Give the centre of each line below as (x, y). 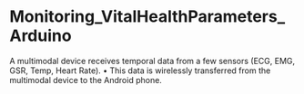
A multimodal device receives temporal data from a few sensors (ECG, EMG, (152, 61)
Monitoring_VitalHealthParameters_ (147, 17)
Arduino (41, 36)
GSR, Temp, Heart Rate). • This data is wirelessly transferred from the (140, 70)
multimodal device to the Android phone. (86, 80)
